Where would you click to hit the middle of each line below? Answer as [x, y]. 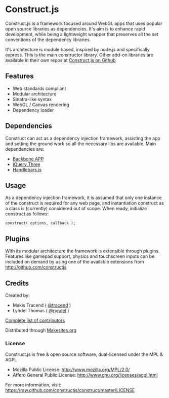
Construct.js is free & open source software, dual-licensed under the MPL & [84, 354]
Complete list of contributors [35, 320]
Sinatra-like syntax [32, 99]
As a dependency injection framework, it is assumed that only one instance [83, 198]
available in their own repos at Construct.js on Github [60, 60]
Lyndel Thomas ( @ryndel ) [41, 310]
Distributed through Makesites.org [41, 330]
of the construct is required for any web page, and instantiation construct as [85, 203]
